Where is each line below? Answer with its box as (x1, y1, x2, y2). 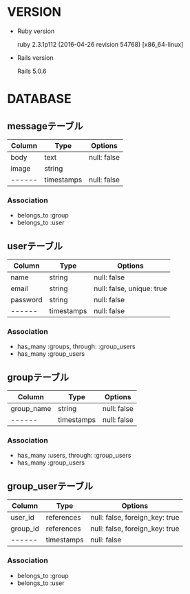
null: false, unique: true (94, 284, 167, 293)
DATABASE (7, 91, 72, 107)
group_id (10, 524, 39, 533)
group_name (10, 404, 52, 414)
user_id (10, 513, 34, 522)
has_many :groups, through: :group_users (17, 342, 136, 351)
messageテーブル (7, 120, 83, 131)
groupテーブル (7, 371, 70, 383)
